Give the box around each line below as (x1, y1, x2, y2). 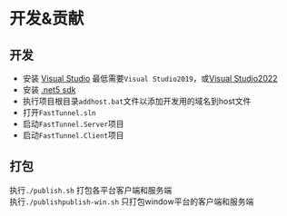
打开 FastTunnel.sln (22, 107, 97, 118)
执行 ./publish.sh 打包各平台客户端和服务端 (9, 184, 173, 195)
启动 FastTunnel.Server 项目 (22, 119, 124, 129)
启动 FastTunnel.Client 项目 (22, 130, 124, 141)
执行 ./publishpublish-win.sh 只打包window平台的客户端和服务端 (9, 196, 254, 207)
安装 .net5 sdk (22, 84, 76, 95)
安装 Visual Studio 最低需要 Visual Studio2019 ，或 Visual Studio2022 (22, 74, 279, 83)
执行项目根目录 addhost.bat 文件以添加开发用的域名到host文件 (22, 96, 252, 106)
